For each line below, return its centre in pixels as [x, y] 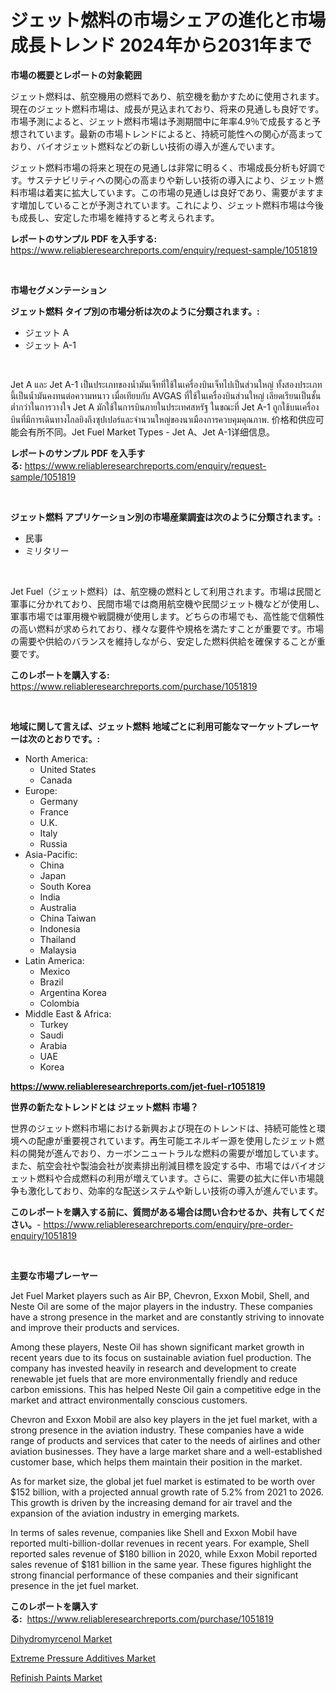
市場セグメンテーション [58, 290]
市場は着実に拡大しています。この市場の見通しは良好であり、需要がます [167, 192]
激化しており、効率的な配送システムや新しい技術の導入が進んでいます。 [175, 1190]
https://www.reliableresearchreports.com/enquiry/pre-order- [168, 1224]
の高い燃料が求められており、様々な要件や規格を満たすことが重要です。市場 [167, 628]
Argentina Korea [73, 992]
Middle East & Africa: [68, 1013]
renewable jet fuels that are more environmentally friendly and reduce [154, 1378]
